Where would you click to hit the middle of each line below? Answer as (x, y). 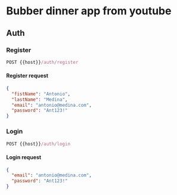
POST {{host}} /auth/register (42, 62)
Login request (24, 157)
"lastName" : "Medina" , (40, 100)
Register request (27, 76)
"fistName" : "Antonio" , (41, 94)
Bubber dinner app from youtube (89, 11)
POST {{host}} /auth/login (38, 144)
